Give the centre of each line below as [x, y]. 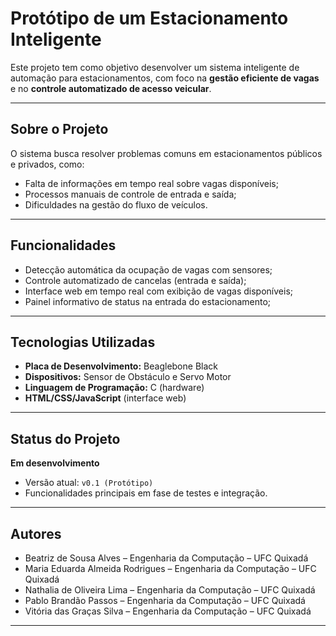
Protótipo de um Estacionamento [149, 18]
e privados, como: [47, 164]
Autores [36, 533]
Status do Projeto [65, 438]
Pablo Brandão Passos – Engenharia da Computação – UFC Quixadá [165, 600]
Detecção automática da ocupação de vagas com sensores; [148, 269]
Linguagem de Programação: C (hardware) [114, 388]
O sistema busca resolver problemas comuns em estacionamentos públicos [166, 153]
